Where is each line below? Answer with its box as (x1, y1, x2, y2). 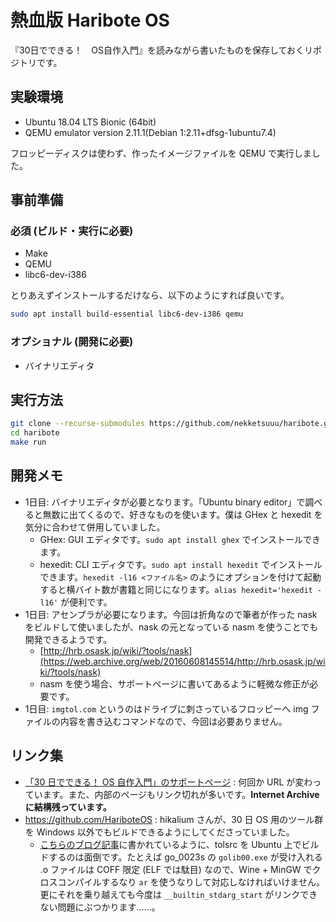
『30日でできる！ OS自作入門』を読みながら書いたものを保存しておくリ (10, 44, 314, 56)
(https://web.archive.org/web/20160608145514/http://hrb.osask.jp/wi (39, 655, 326, 667)
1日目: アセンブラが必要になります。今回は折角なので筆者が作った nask (24, 608, 318, 620)
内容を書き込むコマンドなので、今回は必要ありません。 (59, 715, 288, 727)
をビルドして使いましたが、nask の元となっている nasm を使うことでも (24, 621, 319, 633)
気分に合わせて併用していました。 (24, 521, 166, 533)
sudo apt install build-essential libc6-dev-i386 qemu (10, 309, 244, 320)
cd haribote (10, 428, 60, 438)
